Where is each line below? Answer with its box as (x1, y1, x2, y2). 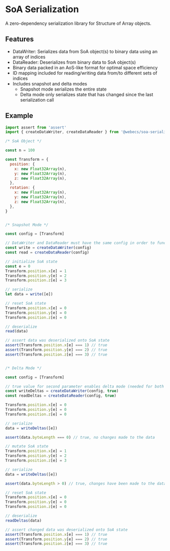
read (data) (5, 329, 28, 334)
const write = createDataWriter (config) (5, 245, 92, 250)
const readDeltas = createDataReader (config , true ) (5, 393, 116, 398)
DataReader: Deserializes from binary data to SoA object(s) (12, 59, 136, 65)
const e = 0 (5, 264, 30, 269)
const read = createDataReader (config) (5, 250, 90, 255)
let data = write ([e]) (5, 292, 53, 297)
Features (5, 35, 34, 44)
